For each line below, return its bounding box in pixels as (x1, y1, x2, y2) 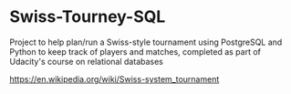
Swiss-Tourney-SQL (9, 6, 166, 27)
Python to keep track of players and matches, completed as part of (9, 46, 262, 57)
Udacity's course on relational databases (9, 56, 164, 67)
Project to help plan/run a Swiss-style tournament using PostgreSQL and (9, 37, 283, 47)
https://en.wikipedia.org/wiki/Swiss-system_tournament (9, 73, 220, 84)
